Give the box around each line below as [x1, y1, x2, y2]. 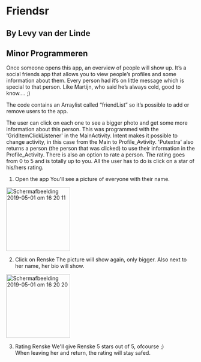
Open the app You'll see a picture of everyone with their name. [14, 176, 170, 183]
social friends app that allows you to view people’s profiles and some [6, 71, 177, 78]
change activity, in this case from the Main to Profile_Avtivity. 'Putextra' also [6, 138, 194, 146]
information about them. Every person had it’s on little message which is [6, 77, 184, 85]
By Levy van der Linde [6, 28, 91, 38]
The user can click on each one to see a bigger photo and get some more [6, 119, 188, 126]
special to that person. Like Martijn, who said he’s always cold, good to [6, 83, 181, 90]
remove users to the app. [6, 108, 68, 115]
